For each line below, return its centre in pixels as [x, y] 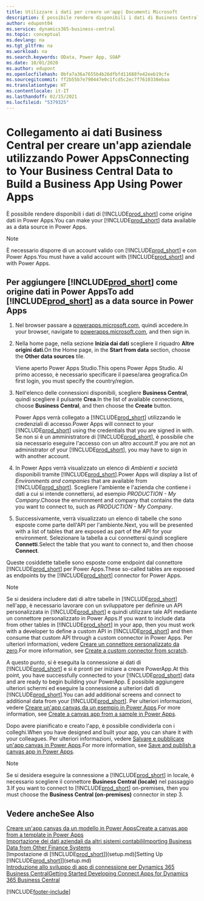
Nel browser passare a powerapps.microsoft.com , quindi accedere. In [101, 325]
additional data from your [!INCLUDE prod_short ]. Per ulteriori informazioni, [100, 701]
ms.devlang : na [25, 40]
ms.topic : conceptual [34, 35]
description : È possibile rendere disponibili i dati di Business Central [103, 18]
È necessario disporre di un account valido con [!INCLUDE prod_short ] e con [101, 250]
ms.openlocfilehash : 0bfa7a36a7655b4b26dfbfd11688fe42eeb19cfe [88, 74]
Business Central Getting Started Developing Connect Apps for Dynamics [97, 874]
